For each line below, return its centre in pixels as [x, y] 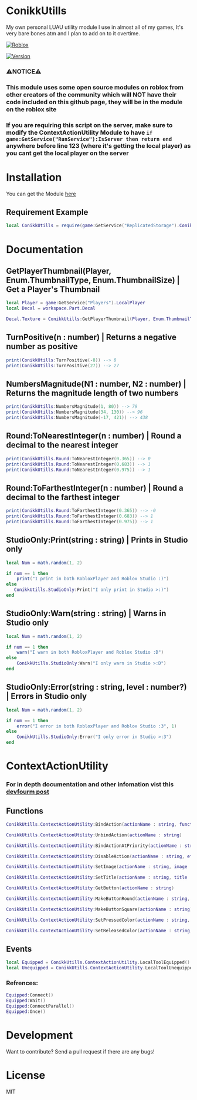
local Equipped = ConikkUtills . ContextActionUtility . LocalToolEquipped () [98, 963]
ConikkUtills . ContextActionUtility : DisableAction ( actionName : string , [95, 856]
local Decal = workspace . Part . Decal [51, 308]
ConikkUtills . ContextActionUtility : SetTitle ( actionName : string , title [97, 878]
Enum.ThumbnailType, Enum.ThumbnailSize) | [93, 280]
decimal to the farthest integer [63, 497]
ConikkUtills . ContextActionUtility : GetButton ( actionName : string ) [90, 888]
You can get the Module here [41, 194]
